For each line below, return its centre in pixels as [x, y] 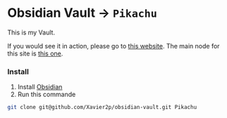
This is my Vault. [31, 32]
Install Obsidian [40, 87]
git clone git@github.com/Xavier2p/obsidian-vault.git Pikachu [102, 107]
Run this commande [47, 94]
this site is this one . [35, 53]
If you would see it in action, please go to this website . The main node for [114, 46]
